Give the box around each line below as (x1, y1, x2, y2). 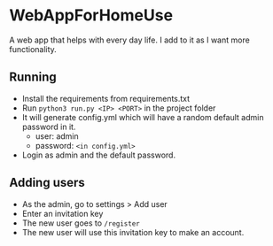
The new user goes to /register (21, 218, 140, 228)
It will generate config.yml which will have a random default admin (21, 111, 264, 122)
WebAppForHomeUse (9, 5, 174, 26)
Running (9, 70, 58, 85)
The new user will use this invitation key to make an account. (21, 227, 245, 237)
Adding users (9, 175, 86, 190)
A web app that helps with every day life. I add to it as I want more (9, 35, 250, 45)
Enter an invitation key (21, 208, 104, 219)
